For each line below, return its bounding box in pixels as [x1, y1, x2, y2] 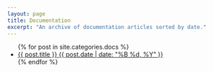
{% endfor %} [17, 58, 59, 66]
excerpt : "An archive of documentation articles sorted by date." [7, 23, 207, 30]
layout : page [7, 10, 46, 18]
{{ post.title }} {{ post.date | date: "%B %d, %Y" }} [17, 50, 164, 59]
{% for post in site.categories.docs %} [17, 43, 129, 52]
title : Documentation [7, 17, 71, 24]
